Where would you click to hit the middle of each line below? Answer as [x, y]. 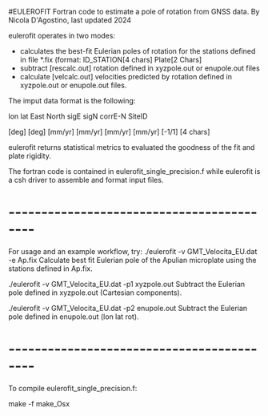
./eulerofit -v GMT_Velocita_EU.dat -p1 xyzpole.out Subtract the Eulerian [127, 284]
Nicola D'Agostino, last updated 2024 [70, 20]
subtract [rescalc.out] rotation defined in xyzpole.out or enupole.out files [140, 68]
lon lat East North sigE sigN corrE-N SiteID [78, 116]
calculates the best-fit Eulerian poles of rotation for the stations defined [138, 51]
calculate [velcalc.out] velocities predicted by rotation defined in [126, 77]
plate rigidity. [30, 156]
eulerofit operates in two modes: [62, 36]
